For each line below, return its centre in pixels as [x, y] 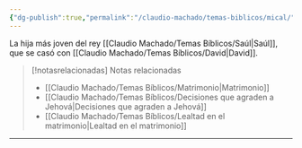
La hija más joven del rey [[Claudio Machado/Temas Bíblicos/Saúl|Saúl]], [144, 43]
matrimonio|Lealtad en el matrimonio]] [115, 126]
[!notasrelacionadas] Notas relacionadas [106, 70]
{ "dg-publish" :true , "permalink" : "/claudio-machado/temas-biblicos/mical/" [152, 17]
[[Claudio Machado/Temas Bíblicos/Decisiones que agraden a [159, 97]
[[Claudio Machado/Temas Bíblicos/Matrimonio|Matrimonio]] [157, 87]
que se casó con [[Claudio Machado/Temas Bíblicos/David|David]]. [134, 52]
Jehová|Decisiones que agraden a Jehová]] [125, 106]
